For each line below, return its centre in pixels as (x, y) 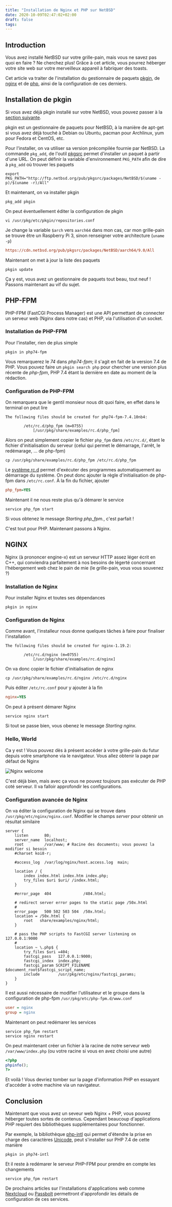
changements (20, 1170)
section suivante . (23, 117)
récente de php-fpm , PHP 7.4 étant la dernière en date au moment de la (81, 372)
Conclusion (24, 1101)
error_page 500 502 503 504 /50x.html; (60, 912)
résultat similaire (23, 822)
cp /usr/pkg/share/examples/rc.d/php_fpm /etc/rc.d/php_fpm (71, 460)
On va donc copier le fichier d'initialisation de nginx (59, 669)
